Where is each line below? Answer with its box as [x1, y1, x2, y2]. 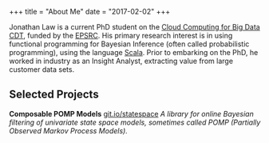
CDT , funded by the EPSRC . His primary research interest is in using [9, 31, 233, 40]
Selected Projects [9, 88, 99, 101]
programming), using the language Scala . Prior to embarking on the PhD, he [9, 48, 259, 57]
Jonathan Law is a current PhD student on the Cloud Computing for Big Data [9, 22, 260, 31]
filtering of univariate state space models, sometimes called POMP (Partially [9, 117, 261, 127]
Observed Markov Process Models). [9, 125, 129, 135]
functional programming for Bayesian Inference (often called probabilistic [9, 39, 250, 49]
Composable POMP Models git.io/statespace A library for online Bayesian [9, 109, 254, 118]
